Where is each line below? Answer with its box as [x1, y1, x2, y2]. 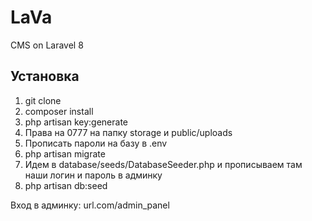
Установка [10, 68, 80, 85]
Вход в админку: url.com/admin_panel [10, 199, 170, 211]
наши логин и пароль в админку [24, 169, 163, 181]
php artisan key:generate [24, 116, 129, 128]
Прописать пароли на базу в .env [24, 137, 168, 149]
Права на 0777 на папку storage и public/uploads [24, 126, 233, 138]
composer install [24, 105, 94, 117]
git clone [24, 94, 62, 106]
